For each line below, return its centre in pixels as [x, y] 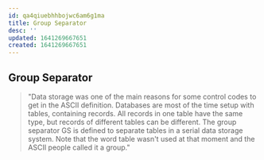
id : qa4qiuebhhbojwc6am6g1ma [56, 16]
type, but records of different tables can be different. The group [132, 122]
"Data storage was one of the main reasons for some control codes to [142, 96]
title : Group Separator [48, 23]
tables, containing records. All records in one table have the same [135, 113]
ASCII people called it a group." [79, 147]
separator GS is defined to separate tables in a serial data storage [135, 130]
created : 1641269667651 [48, 45]
